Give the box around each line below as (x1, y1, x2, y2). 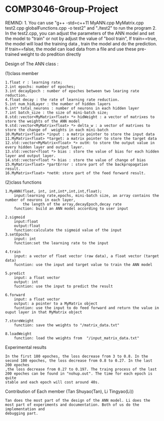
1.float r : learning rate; (5, 80, 63, 85)
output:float (14, 223, 41, 228)
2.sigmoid (5, 215, 26, 220)
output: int (14, 279, 38, 284)
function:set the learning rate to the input (14, 240, 109, 245)
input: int (14, 236, 36, 241)
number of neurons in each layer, (5, 197, 76, 202)
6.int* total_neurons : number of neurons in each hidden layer (5, 106, 139, 111)
